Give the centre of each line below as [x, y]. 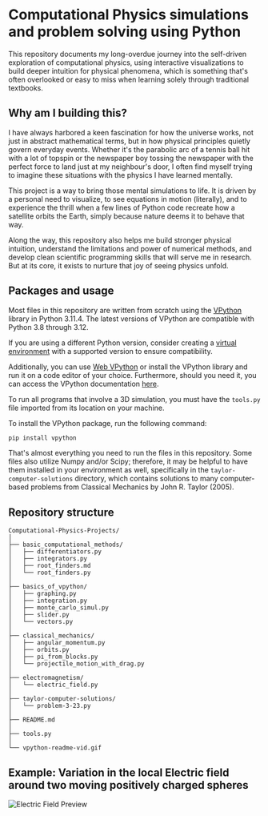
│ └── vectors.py [41, 622]
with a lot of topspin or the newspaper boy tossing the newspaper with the [131, 158]
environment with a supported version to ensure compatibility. [111, 351]
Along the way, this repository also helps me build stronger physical [120, 240]
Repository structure [61, 512]
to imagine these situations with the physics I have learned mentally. [121, 175]
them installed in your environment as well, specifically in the [109, 470]
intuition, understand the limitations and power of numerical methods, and [130, 248]
